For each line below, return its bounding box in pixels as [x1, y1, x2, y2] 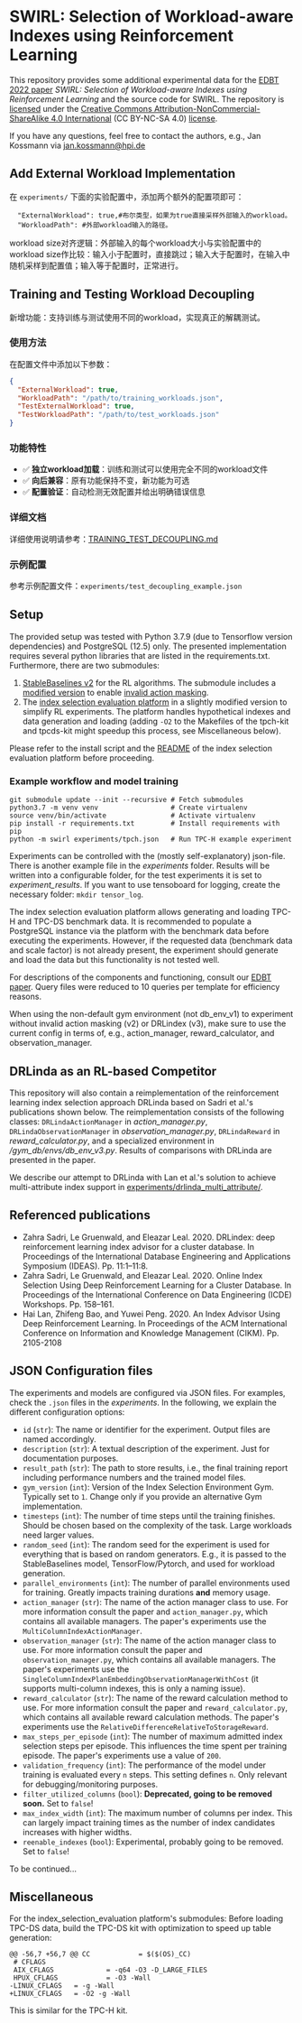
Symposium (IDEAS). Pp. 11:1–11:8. [22, 1261, 149, 1271]
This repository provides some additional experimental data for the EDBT [9, 74, 279, 85]
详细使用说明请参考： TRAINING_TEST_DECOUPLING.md [9, 533, 219, 544]
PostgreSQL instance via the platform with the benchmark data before [9, 926, 270, 937]
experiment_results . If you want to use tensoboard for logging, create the [9, 880, 281, 891]
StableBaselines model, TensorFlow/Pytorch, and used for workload [22, 1558, 275, 1569]
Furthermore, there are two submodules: [9, 660, 160, 670]
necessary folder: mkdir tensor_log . [9, 889, 144, 900]
